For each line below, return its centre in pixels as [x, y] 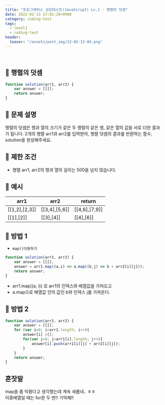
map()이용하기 [25, 249]
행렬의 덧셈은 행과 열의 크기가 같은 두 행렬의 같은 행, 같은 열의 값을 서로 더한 [78, 127]
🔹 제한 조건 [21, 157]
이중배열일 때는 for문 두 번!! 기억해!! [40, 398]
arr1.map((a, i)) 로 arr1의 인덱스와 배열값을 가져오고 [62, 286]
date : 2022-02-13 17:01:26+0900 [38, 14]
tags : [11, 23]
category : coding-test [28, 19]
